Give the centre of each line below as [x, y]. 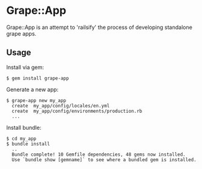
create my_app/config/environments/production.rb [77, 111]
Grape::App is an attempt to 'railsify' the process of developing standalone [99, 27]
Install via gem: [25, 67]
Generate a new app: [32, 89]
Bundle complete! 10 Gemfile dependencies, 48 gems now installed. [99, 155]
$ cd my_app [21, 139]
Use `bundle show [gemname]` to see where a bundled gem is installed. [104, 160]
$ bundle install [28, 144]
